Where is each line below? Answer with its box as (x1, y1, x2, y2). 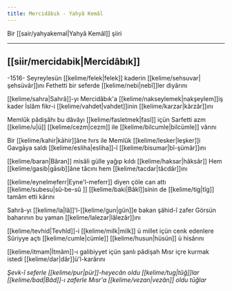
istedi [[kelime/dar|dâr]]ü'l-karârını (7, 255, 106, 263)
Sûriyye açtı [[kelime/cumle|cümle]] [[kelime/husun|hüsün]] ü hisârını (7, 234, 204, 242)
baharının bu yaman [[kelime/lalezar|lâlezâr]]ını (7, 213, 142, 222)
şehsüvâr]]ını (7, 81, 45, 90)
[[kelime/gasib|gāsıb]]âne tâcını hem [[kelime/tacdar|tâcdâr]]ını (7, 164, 188, 173)
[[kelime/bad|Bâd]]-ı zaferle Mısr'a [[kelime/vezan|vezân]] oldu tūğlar (7, 276, 207, 284)
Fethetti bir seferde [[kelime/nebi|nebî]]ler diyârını (46, 81, 188, 90)
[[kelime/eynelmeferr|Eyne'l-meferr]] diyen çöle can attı (7, 178, 166, 186)
